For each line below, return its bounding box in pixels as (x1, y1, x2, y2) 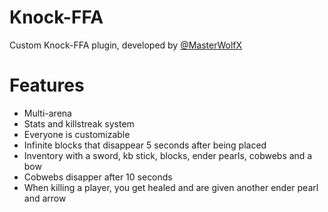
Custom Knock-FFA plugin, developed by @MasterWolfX (9, 39, 243, 51)
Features (9, 74, 85, 97)
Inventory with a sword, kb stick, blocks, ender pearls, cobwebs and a (23, 149, 313, 161)
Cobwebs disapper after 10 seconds (23, 171, 173, 183)
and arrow (23, 192, 67, 204)
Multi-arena (23, 107, 72, 119)
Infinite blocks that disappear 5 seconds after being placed (23, 139, 267, 151)
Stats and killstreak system (23, 117, 135, 130)
